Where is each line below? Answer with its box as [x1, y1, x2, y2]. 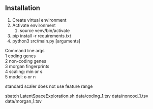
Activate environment [12, 22, 56, 28]
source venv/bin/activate [19, 27, 70, 34]
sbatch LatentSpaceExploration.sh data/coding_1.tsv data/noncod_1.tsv [5, 93, 149, 99]
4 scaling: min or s [5, 69, 43, 74]
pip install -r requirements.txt [12, 33, 71, 38]
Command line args [5, 47, 45, 53]
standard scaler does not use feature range [5, 83, 93, 89]
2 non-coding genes [5, 58, 47, 64]
